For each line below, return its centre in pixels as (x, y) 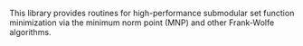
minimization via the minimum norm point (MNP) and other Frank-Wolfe (142, 23)
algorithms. (30, 32)
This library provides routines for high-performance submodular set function (152, 13)
